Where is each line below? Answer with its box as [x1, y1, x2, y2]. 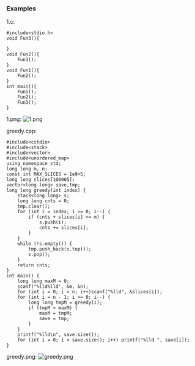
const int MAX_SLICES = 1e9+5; [6, 171, 86, 178]
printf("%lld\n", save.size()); [17, 332, 100, 338]
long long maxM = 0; [17, 278, 70, 285]
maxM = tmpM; [39, 310, 72, 317]
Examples [6, 4, 37, 13]
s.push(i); [39, 219, 67, 225]
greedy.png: [6, 353, 37, 361]
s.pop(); [28, 252, 51, 258]
